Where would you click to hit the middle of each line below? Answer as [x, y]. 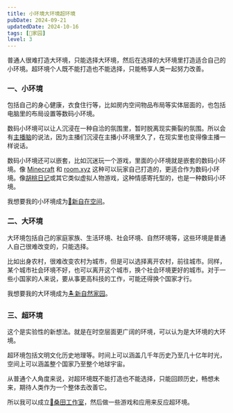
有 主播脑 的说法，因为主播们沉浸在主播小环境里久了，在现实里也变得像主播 [113, 137]
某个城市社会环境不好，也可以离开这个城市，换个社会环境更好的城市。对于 [113, 270]
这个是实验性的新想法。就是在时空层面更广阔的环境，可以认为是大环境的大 [113, 332]
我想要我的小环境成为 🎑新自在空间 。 [58, 202]
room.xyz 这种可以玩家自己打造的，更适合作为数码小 [139, 169]
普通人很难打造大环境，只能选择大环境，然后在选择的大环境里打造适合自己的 [116, 60]
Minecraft [41, 169]
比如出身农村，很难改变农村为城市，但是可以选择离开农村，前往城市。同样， [116, 261]
